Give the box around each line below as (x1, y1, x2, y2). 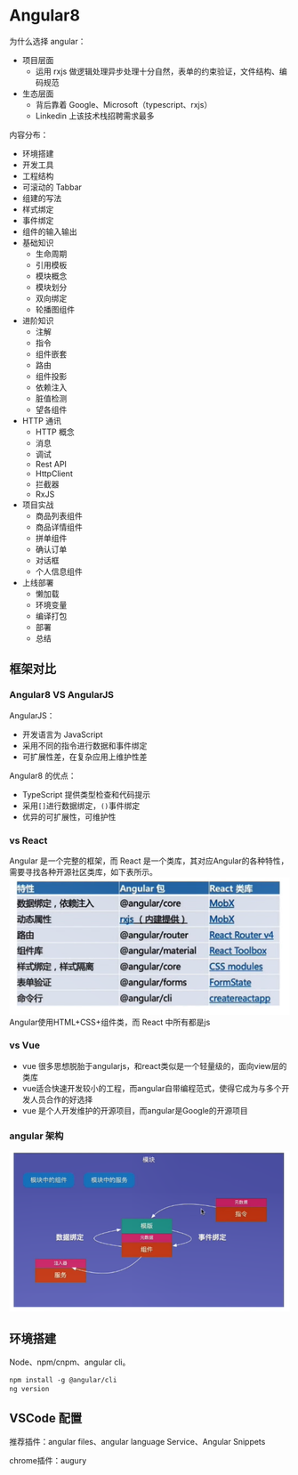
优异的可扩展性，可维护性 (21, 811, 117, 822)
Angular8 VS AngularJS (9, 689, 114, 701)
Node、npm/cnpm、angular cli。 (9, 1357, 131, 1367)
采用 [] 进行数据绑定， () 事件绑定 (21, 800, 141, 811)
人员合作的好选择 (29, 1094, 93, 1105)
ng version (9, 1384, 50, 1393)
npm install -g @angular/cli (9, 1375, 117, 1384)
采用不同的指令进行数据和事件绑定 (21, 740, 148, 750)
